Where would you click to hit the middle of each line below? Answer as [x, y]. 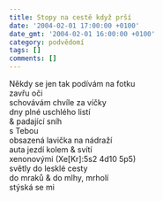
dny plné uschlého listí [50, 112]
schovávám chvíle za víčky [58, 102]
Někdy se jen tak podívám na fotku [72, 84]
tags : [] [25, 50]
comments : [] [33, 58]
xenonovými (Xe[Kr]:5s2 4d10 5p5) [73, 159]
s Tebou [24, 131]
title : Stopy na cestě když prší [70, 17]
